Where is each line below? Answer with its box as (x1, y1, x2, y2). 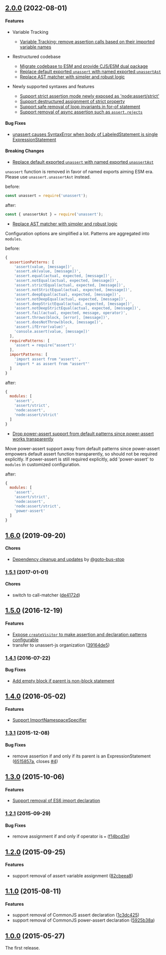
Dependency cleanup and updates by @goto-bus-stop (12, 556, 125, 562)
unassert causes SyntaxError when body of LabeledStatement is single (12, 131, 158, 137)
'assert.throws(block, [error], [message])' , (14, 315, 110, 320)
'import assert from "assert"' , (14, 357, 81, 362)
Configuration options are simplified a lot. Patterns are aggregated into (5, 230, 150, 236)
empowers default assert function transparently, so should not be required (5, 451, 158, 457)
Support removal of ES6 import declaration (12, 798, 100, 804)
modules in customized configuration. (5, 461, 81, 467)
